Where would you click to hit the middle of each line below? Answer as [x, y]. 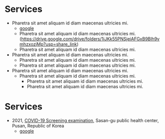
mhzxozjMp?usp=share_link [48, 44]
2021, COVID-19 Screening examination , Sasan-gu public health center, [85, 120]
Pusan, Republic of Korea [38, 126]
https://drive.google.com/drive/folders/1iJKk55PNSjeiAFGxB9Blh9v [90, 39]
